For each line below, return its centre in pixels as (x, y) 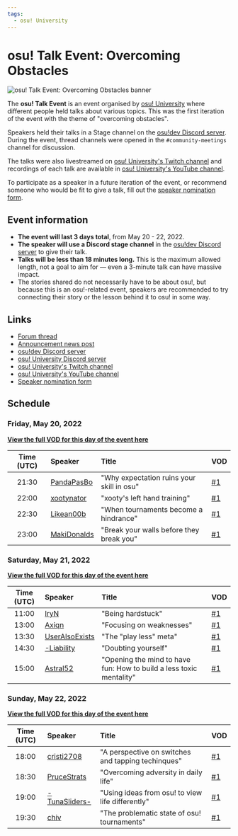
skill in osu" (120, 486)
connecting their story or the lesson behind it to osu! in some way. (114, 297)
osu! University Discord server (62, 359)
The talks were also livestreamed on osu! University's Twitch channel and (114, 161)
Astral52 (59, 668)
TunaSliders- (69, 802)
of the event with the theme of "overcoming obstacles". (88, 119)
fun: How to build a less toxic (149, 668)
